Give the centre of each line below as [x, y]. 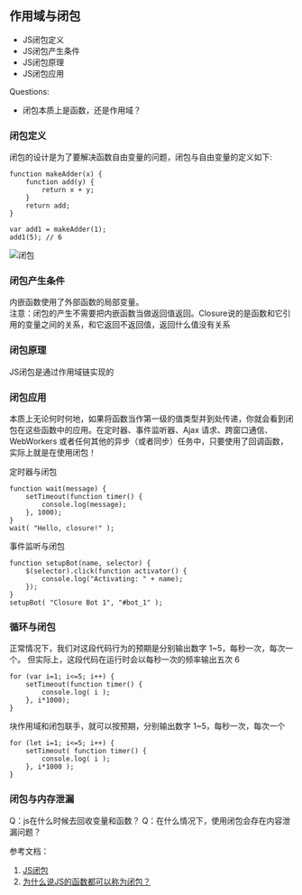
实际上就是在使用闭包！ [53, 452]
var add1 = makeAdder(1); [58, 230]
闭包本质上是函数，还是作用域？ [82, 110]
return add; [48, 206]
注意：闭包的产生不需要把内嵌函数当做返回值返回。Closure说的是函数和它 [146, 313]
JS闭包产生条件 [51, 51]
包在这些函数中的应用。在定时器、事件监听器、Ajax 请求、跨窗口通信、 [141, 430]
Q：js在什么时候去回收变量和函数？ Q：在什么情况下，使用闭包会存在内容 [146, 820]
